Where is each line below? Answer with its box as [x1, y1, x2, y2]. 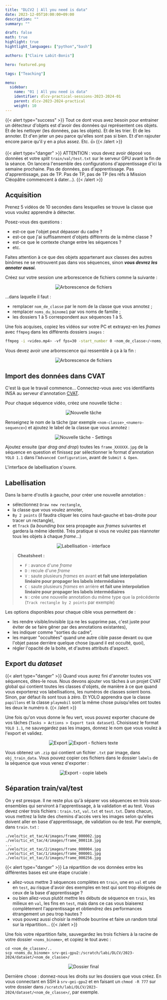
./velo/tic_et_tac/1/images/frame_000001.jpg [5, 851, 101, 856]
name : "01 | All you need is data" [14, 89, 88, 95]
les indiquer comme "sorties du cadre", [12, 629, 93, 635]
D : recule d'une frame [24, 567, 71, 573]
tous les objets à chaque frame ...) [12, 533, 82, 539]
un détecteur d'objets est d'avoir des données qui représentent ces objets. [5, 122, 158, 128]
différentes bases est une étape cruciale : [5, 869, 90, 875]
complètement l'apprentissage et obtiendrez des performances [12, 905, 142, 911]
